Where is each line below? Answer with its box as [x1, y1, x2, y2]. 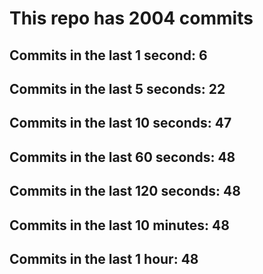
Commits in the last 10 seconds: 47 [9, 115, 232, 132]
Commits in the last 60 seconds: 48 [9, 148, 236, 166]
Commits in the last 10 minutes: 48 [9, 217, 230, 234]
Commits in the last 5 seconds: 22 [9, 80, 226, 97]
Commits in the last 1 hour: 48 [9, 250, 199, 267]
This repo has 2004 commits [9, 7, 254, 30]
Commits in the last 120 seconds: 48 [9, 183, 241, 200]
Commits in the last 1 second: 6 [9, 47, 208, 64]
